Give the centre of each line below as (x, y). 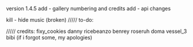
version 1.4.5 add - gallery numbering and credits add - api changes (89, 9)
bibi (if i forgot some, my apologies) (49, 37)
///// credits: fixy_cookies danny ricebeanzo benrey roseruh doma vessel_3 (96, 31)
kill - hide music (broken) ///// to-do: (50, 20)
